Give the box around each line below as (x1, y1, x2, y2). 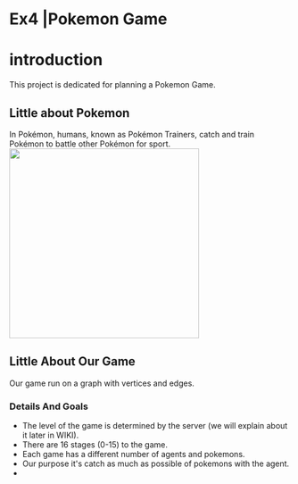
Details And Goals (9, 400, 89, 413)
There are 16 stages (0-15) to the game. (21, 439, 168, 450)
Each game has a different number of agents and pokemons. (21, 449, 245, 460)
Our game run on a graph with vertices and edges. (9, 378, 195, 388)
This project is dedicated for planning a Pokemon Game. (9, 79, 216, 90)
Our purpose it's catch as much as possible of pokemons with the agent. (21, 458, 290, 469)
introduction (9, 50, 103, 71)
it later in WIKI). (21, 430, 79, 441)
